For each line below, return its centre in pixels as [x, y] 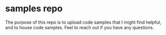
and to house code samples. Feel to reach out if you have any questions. [80, 27]
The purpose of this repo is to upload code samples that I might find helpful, [83, 22]
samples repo [34, 9]
